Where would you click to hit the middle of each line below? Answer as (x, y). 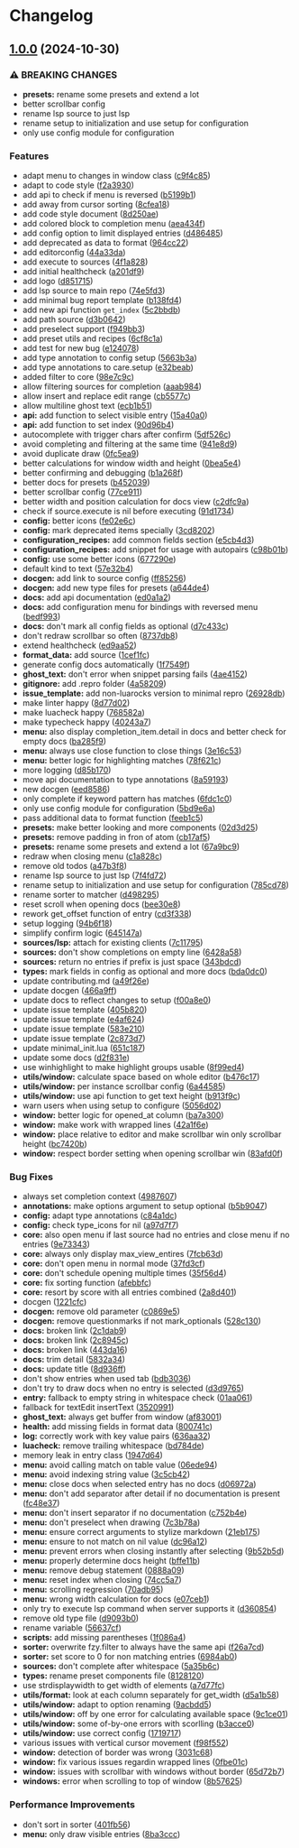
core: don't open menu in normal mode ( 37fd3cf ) (113, 1263)
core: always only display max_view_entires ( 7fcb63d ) (122, 1254)
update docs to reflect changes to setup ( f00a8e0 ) (117, 1000)
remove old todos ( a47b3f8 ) (75, 866)
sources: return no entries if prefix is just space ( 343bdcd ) (132, 962)
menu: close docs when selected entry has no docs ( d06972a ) (139, 1484)
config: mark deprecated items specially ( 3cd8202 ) (118, 531)
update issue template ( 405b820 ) (85, 1010)
